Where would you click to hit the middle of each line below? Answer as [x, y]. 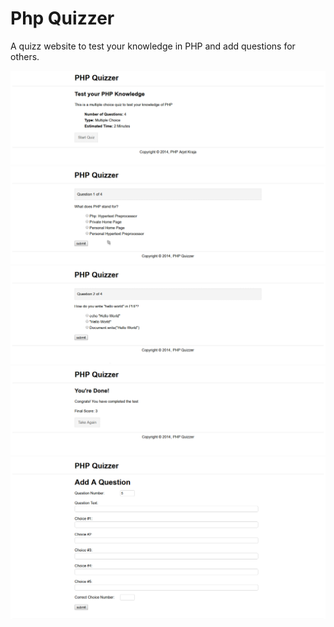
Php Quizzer [62, 18]
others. [25, 56]
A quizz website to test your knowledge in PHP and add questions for [153, 46]
